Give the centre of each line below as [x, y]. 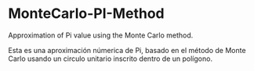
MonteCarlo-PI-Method [86, 14]
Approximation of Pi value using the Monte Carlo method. [101, 35]
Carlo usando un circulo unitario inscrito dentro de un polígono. [111, 59]
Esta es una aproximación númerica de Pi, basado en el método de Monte [127, 50]
